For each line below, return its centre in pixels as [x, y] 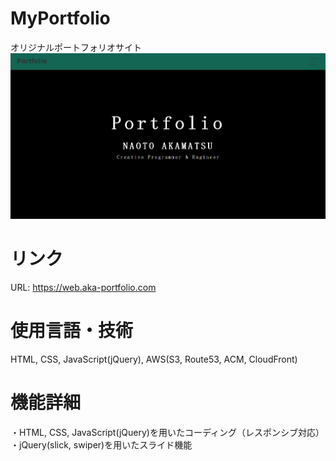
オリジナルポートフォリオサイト [76, 47]
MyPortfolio [60, 18]
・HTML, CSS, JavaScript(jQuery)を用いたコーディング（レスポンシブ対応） [167, 432]
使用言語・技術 [72, 331]
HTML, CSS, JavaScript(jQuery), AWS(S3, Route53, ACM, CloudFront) [154, 359]
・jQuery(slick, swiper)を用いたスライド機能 [101, 444]
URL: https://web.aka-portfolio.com [83, 287]
